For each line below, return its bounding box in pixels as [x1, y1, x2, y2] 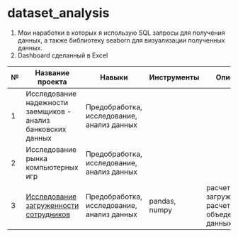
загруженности [25, 200, 79, 210]
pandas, [149, 196, 176, 206]
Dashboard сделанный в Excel [17, 51, 108, 60]
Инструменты [149, 72, 200, 82]
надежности [25, 97, 69, 107]
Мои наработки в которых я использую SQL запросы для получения [17, 28, 225, 37]
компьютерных [25, 162, 79, 172]
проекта [38, 77, 67, 87]
